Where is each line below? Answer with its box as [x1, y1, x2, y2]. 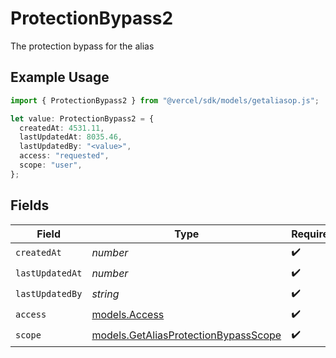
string [91, 287, 120, 301]
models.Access [91, 308, 165, 322]
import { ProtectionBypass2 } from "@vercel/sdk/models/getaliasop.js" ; [10, 95, 320, 106]
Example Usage [10, 69, 110, 86]
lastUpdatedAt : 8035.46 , [19, 132, 123, 142]
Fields [10, 197, 50, 214]
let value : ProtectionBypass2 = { [10, 113, 155, 124]
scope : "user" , [19, 160, 83, 170]
